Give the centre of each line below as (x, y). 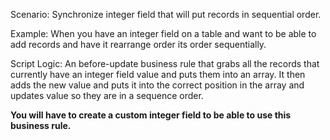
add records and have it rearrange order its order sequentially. (138, 44)
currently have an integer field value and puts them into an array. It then (158, 74)
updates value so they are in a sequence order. (107, 95)
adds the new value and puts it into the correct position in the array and (157, 85)
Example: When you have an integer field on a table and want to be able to (163, 33)
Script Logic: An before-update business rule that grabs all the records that (165, 63)
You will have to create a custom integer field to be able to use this (151, 115)
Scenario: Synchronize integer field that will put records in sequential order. (166, 14)
